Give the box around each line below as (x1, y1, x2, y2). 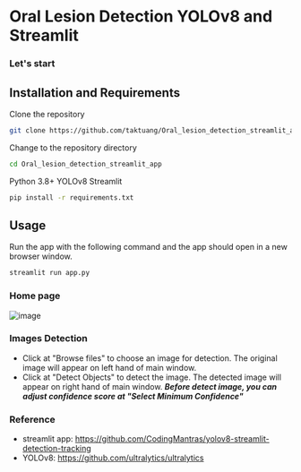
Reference (9, 413, 56, 425)
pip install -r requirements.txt (9, 193, 134, 202)
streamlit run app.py (9, 269, 90, 278)
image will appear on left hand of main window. (21, 362, 197, 373)
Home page (9, 289, 61, 302)
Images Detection (9, 332, 88, 345)
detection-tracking (21, 443, 91, 454)
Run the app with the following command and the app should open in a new (9, 242, 288, 253)
